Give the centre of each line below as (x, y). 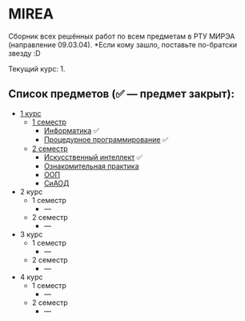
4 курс (31, 277)
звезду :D (25, 53)
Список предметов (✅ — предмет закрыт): (121, 94)
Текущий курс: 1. (37, 68)
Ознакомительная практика (91, 166)
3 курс (31, 234)
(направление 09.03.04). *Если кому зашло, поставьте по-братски (123, 44)
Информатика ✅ (72, 130)
